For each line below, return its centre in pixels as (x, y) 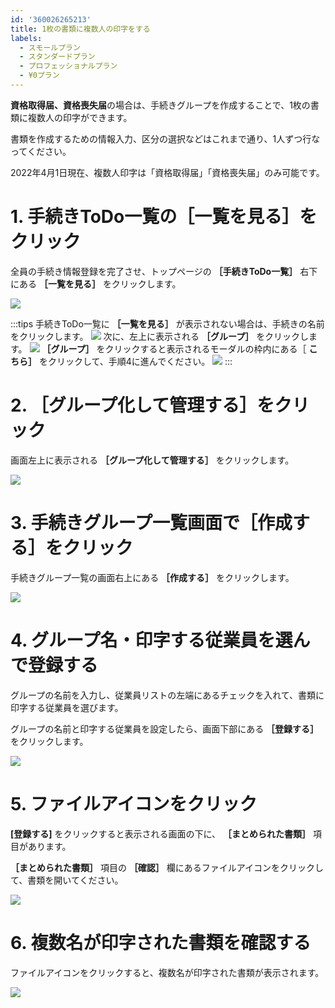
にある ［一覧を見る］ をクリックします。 (96, 283)
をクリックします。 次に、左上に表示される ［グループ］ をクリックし (160, 336)
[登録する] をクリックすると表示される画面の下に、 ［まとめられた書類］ (161, 833)
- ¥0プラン (39, 76)
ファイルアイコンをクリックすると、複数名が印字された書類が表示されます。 (167, 972)
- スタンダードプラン (57, 57)
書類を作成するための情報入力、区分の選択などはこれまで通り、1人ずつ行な (165, 138)
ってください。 (41, 151)
